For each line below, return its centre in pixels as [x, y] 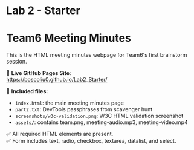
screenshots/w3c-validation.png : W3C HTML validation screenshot [99, 116]
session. [17, 62]
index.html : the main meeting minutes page [69, 103]
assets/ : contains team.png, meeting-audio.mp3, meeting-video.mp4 [102, 122]
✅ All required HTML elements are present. [60, 134]
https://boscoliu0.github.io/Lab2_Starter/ [57, 80]
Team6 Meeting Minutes [69, 38]
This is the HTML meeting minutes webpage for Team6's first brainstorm [97, 55]
